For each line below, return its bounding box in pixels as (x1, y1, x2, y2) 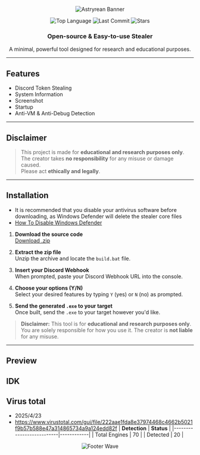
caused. (20, 161, 41, 168)
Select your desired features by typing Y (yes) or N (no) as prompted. (14, 290, 183, 298)
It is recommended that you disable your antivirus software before (14, 206, 177, 213)
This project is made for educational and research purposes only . (20, 148, 185, 155)
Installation (6, 190, 49, 201)
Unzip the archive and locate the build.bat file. (14, 254, 131, 262)
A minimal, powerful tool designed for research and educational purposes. (8, 45, 192, 53)
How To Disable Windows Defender (14, 219, 102, 226)
